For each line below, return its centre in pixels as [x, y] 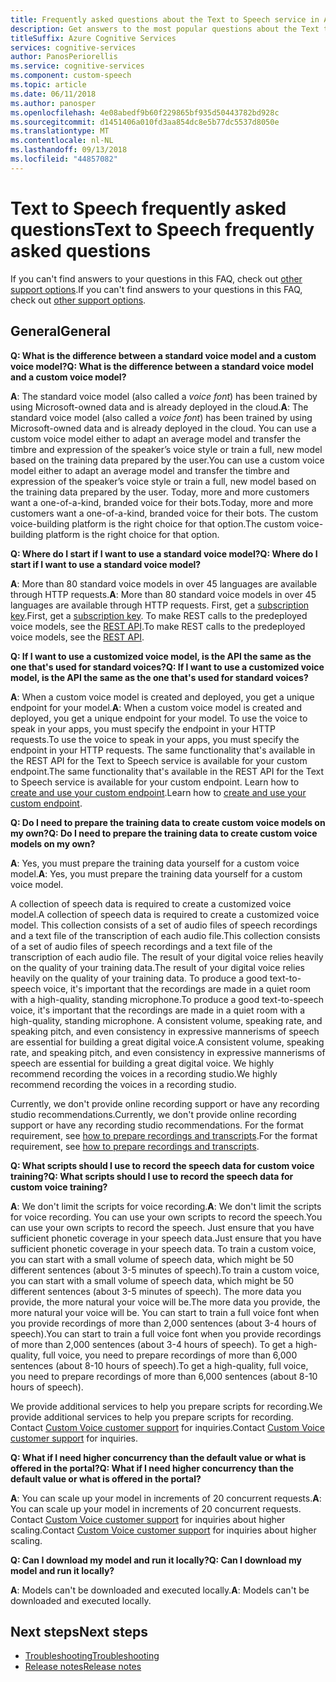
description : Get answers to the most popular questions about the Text [165, 29]
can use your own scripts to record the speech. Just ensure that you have [162, 1227]
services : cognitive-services [73, 47]
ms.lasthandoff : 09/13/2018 [69, 150]
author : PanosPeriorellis [64, 57]
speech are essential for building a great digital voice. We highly [142, 1063]
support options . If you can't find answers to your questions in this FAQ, [156, 289]
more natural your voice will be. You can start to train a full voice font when [165, 1312]
